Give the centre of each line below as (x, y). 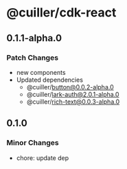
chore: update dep (43, 158)
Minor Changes (33, 143)
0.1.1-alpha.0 (34, 38)
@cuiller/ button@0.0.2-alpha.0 (70, 87)
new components (41, 72)
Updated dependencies (50, 80)
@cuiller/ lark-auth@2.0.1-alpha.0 (73, 94)
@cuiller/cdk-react (61, 13)
